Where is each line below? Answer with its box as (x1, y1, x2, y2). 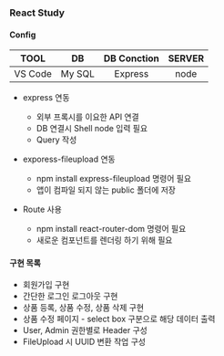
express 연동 (22, 92, 70, 103)
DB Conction (103, 52, 159, 65)
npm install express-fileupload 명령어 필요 (36, 173, 192, 184)
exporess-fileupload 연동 (22, 153, 116, 165)
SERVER (168, 52, 205, 65)
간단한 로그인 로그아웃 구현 (22, 290, 118, 302)
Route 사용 (22, 204, 62, 215)
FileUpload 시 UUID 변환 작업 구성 (22, 336, 146, 348)
